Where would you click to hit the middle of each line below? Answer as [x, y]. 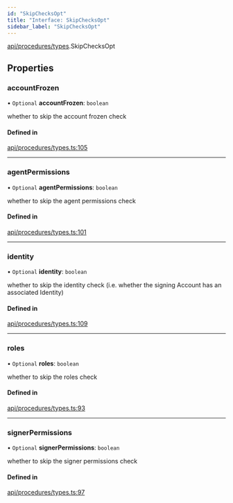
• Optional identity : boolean [47, 272]
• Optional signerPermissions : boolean [63, 447]
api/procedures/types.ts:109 [48, 324]
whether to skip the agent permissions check [72, 201]
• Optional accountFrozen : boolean [58, 103]
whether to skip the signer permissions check [72, 461]
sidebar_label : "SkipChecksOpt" [54, 26]
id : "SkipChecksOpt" [37, 14]
